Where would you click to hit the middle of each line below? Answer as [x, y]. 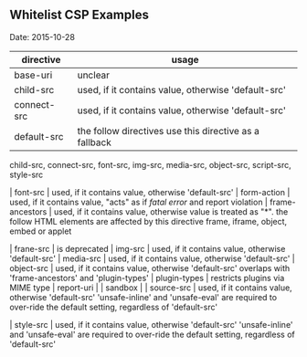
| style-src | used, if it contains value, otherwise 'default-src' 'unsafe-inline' [152, 324]
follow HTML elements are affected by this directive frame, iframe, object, [148, 221]
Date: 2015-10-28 [42, 37]
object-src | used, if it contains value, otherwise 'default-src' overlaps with [150, 268]
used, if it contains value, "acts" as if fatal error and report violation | [138, 202]
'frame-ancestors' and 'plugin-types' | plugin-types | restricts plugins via [147, 278]
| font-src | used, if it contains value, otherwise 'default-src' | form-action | [150, 192]
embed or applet [41, 231]
